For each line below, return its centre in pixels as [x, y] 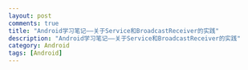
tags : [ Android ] [35, 53]
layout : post [30, 16]
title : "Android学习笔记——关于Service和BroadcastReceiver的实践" [114, 31]
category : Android [39, 46]
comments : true [34, 23]
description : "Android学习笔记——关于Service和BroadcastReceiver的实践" [124, 38]
